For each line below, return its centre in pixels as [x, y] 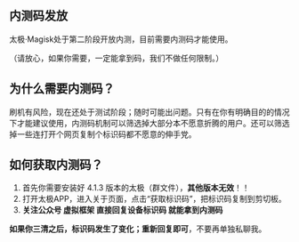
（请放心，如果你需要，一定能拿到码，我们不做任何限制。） [117, 58]
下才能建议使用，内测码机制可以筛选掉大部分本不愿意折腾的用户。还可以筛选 [149, 123]
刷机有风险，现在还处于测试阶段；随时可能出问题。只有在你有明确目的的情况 [149, 112]
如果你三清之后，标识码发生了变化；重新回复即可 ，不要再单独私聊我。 [138, 229]
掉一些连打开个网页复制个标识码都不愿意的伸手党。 [103, 134]
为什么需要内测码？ [62, 89]
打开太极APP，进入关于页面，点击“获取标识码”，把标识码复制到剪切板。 [154, 199]
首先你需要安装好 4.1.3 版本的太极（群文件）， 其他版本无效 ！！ [136, 188]
